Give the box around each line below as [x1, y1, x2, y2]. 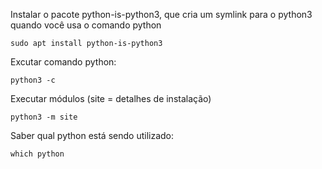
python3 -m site [10, 112, 78, 122]
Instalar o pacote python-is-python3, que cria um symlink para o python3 [10, 9, 313, 20]
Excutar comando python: [10, 56, 117, 68]
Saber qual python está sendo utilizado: [10, 130, 175, 141]
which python [10, 149, 65, 159]
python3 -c [10, 75, 56, 85]
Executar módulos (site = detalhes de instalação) [10, 93, 212, 104]
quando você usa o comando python [10, 19, 162, 31]
